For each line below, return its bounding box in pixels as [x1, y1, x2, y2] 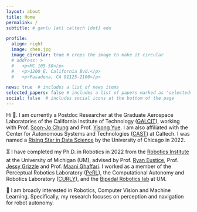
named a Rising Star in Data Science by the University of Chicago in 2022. [6, 136, 186, 143]
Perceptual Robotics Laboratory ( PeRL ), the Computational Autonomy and [6, 169, 185, 176]
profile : [6, 36, 28, 42]
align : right [11, 41, 43, 47]
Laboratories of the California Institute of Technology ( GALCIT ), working [6, 117, 180, 124]
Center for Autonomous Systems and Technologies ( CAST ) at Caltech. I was [6, 130, 190, 137]
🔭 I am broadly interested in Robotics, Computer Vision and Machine [6, 186, 171, 194]
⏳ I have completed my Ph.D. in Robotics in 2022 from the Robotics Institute [6, 148, 189, 155]
